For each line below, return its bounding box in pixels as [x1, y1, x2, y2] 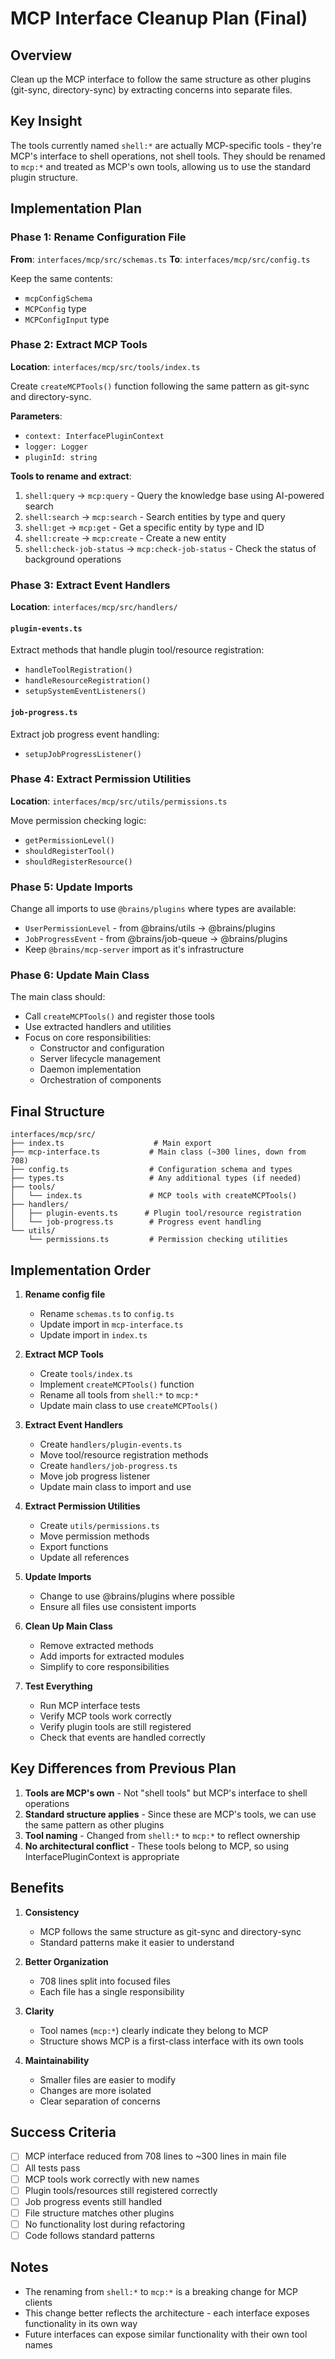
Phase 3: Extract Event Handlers [10, 578, 171, 592]
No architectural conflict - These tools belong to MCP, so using [24, 1840, 290, 1852]
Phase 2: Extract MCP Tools [10, 338, 148, 352]
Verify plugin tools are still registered [39, 1721, 192, 1733]
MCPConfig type [24, 302, 87, 314]
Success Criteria [10, 2124, 117, 2141]
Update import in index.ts [39, 1329, 148, 1341]
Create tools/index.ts [39, 1368, 133, 1380]
